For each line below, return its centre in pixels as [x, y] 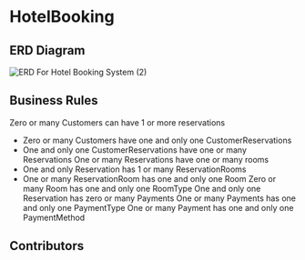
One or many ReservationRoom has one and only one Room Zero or [149, 178]
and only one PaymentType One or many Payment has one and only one [158, 207]
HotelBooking [62, 17]
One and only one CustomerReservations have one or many [135, 150]
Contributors [47, 246]
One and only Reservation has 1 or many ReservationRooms [134, 169]
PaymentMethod [54, 217]
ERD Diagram [47, 50]
